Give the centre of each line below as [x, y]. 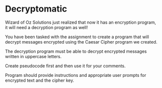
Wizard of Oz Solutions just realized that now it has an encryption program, [81, 22]
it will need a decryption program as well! [46, 27]
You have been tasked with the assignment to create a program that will [77, 37]
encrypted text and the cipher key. [40, 80]
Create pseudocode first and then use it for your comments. [65, 66]
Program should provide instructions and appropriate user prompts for [76, 75]
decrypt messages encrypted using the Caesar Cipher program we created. [81, 42]
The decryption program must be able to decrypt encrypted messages [76, 51]
